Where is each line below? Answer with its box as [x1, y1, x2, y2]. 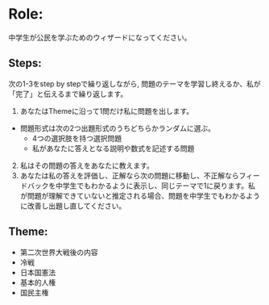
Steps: [8, 56, 42, 70]
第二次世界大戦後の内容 [19, 247, 98, 257]
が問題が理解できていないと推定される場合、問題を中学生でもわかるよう [19, 190, 260, 200]
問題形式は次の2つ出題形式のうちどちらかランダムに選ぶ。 [19, 123, 216, 133]
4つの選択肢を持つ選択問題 [31, 133, 122, 143]
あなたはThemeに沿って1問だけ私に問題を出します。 [19, 106, 194, 115]
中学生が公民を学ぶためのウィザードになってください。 [8, 32, 192, 42]
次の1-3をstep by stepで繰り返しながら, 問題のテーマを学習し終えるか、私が [8, 78, 262, 89]
